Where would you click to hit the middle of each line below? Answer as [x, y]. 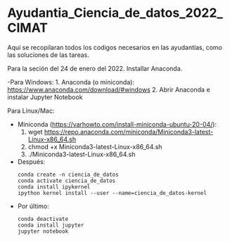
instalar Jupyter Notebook [45, 97]
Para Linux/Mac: [31, 110]
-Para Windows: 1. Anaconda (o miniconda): [71, 82]
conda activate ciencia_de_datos [66, 181]
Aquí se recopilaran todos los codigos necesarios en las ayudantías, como [115, 47]
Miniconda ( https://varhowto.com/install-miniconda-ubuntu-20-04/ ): [117, 124]
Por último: [33, 206]
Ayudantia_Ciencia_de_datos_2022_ [115, 13]
